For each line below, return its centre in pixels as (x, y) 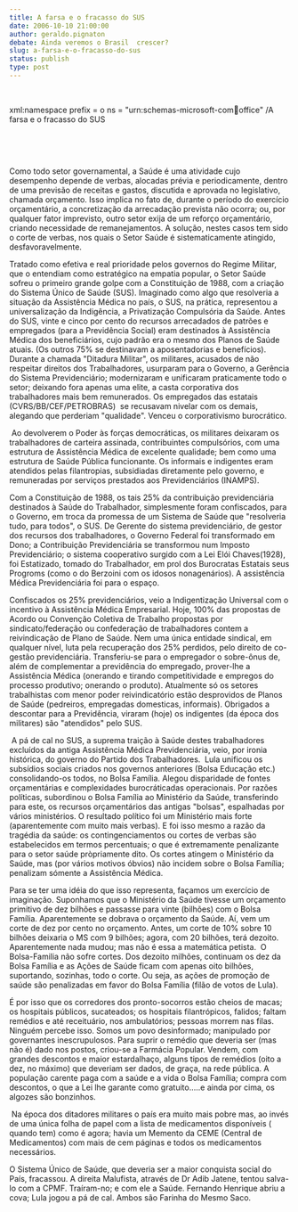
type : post (29, 68)
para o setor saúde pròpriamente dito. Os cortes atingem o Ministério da (141, 854)
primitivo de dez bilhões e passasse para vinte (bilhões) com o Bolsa (135, 909)
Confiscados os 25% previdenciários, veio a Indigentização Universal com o (149, 600)
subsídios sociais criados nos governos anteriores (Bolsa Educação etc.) (142, 768)
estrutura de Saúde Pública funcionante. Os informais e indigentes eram (141, 461)
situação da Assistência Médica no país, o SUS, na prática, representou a (144, 302)
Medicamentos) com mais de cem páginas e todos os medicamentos (136, 1142)
